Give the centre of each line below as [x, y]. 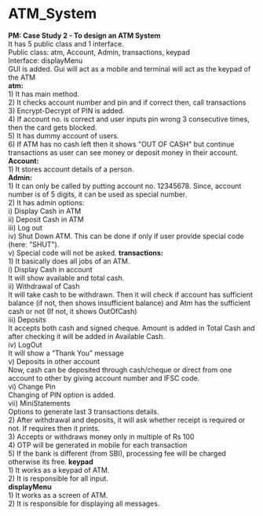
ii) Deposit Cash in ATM [46, 219]
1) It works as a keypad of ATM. [59, 470]
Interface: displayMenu [46, 61]
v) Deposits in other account [54, 361]
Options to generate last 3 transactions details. [84, 411]
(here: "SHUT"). [34, 244]
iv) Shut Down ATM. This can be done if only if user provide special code [126, 236]
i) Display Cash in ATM [45, 211]
